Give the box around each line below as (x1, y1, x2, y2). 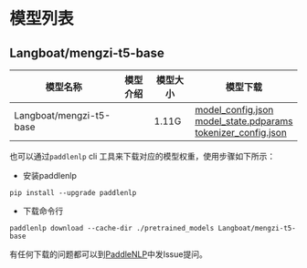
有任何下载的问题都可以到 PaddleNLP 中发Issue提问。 (9, 249, 207, 260)
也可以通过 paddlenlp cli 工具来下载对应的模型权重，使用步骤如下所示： (9, 151, 276, 161)
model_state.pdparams (195, 115, 293, 128)
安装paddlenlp (22, 170, 78, 180)
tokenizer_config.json (195, 127, 288, 139)
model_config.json (195, 104, 274, 116)
